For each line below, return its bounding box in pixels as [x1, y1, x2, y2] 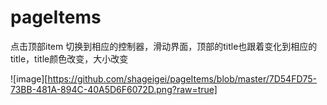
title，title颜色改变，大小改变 [10, 52, 129, 65]
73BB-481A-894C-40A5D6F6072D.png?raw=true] [10, 83, 218, 95]
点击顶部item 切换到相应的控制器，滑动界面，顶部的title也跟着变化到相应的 [10, 40, 318, 52]
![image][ [10, 72, 48, 85]
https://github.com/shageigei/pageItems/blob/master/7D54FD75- [47, 72, 318, 85]
